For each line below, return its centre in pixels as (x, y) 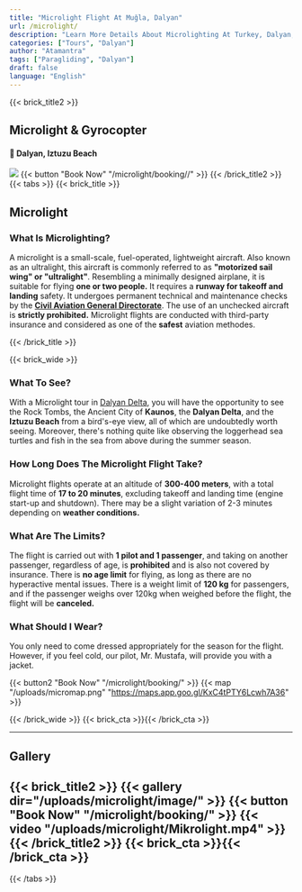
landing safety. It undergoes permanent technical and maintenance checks (148, 296)
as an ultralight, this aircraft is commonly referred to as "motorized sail (141, 268)
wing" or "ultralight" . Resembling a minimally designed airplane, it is (137, 277)
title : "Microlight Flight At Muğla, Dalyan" (96, 18)
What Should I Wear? (56, 626)
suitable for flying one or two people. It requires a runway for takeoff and (146, 287)
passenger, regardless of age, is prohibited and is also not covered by (139, 565)
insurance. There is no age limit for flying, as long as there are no (130, 574)
